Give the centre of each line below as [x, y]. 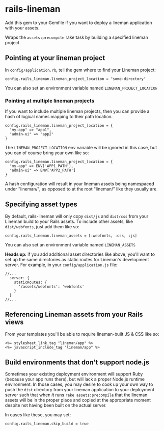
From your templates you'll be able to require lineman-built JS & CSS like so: [82, 334]
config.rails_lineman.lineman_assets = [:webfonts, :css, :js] [71, 236]
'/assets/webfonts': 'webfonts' [51, 286]
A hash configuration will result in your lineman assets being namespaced [80, 184]
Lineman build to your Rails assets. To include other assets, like [69, 221]
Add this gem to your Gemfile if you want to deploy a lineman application [79, 23]
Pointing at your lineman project [55, 58]
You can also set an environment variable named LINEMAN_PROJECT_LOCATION [82, 88]
